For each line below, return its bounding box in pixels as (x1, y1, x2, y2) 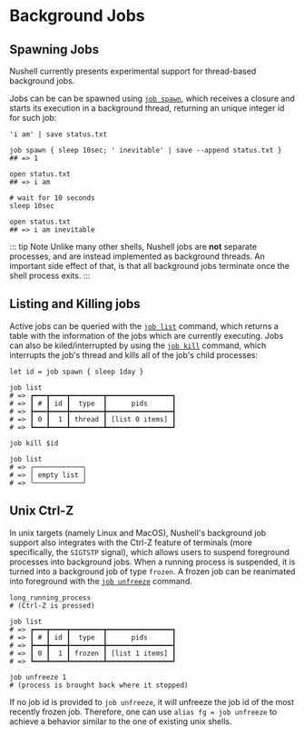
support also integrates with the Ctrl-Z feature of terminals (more (9, 537, 252, 548)
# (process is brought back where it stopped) (9, 681, 189, 690)
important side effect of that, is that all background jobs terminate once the (9, 261, 290, 271)
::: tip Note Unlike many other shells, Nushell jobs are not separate (9, 242, 257, 252)
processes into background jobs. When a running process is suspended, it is (9, 556, 296, 567)
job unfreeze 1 (9, 672, 67, 681)
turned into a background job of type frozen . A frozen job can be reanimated (9, 565, 296, 577)
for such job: (9, 113, 57, 123)
